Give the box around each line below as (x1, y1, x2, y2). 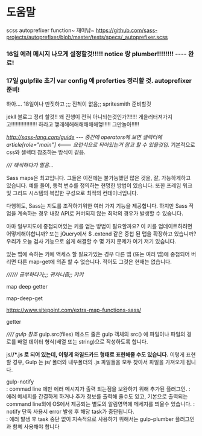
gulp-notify (6, 378, 34, 385)
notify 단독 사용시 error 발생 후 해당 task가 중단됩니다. (6, 408, 134, 415)
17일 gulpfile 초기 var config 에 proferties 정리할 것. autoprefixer (6, 76, 192, 85)
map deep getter (6, 283, 48, 290)
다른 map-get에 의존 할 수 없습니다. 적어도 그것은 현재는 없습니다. (17, 258, 172, 266)
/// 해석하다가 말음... (6, 161, 54, 169)
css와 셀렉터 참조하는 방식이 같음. (6, 149, 86, 156)
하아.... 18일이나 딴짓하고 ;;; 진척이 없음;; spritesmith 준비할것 (6, 100, 152, 107)
